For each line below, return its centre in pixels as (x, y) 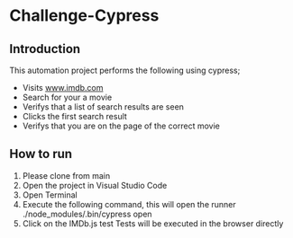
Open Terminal (50, 195)
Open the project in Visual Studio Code (95, 185)
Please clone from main (66, 175)
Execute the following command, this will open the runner (129, 204)
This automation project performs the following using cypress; (125, 70)
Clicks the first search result (75, 116)
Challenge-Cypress (84, 16)
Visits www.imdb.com (63, 88)
